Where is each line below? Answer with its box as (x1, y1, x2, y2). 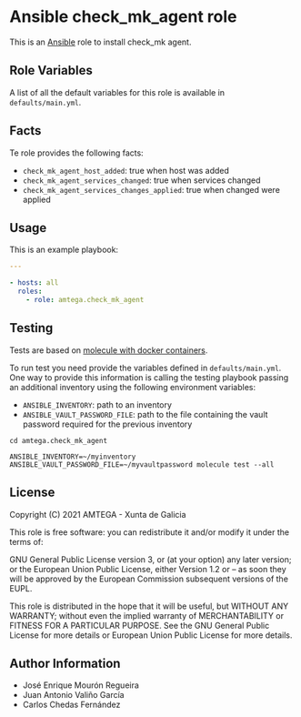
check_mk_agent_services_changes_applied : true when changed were (22, 184, 280, 195)
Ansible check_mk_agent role (9, 6, 237, 27)
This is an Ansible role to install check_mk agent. (9, 36, 192, 47)
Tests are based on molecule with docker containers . (9, 344, 208, 356)
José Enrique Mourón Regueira (22, 680, 139, 691)
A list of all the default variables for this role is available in (9, 86, 226, 97)
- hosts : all (9, 278, 59, 288)
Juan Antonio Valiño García (22, 690, 125, 701)
